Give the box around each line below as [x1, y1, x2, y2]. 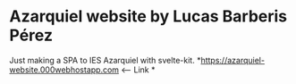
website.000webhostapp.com [9, 64, 119, 75]
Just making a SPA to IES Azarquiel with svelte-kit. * [9, 55, 201, 65]
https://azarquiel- [200, 55, 266, 65]
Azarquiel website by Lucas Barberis [9, 6, 288, 27]
